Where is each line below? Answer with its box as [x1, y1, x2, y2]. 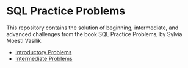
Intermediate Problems [15, 55, 73, 62]
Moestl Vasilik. [6, 37, 43, 44]
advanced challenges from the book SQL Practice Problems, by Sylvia [6, 30, 183, 37]
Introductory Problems [15, 48, 72, 55]
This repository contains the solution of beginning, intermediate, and [6, 24, 179, 31]
